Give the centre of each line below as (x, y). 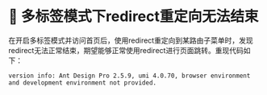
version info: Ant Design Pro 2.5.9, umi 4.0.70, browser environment (129, 76)
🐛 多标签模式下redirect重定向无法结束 (133, 17)
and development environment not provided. (83, 83)
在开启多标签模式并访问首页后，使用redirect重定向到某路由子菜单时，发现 (131, 40)
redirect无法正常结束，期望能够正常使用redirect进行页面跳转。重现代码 (126, 50)
